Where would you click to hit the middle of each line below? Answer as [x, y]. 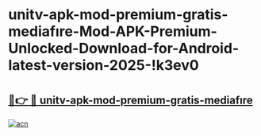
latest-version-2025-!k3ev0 [104, 66]
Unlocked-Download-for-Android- [124, 49]
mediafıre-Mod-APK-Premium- [113, 31]
